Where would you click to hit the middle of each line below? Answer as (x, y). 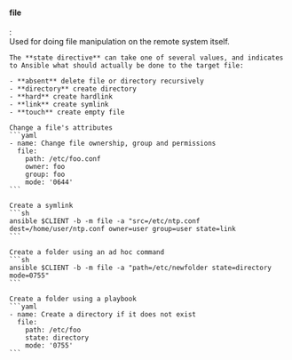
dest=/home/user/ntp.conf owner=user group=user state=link (123, 229)
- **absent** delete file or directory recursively (107, 81)
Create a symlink (41, 206)
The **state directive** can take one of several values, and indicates (146, 58)
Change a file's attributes (61, 128)
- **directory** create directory (73, 89)
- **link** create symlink (59, 105)
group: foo (45, 175)
